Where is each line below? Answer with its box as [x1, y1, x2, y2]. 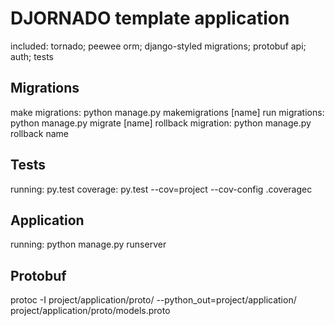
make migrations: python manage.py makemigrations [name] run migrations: [10, 106, 325, 118]
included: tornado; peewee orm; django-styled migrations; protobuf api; [10, 40, 307, 52]
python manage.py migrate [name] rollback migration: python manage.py [10, 117, 312, 129]
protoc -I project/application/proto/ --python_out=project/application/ [10, 294, 297, 306]
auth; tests [10, 50, 54, 62]
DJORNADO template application [10, 7, 290, 30]
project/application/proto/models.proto [10, 305, 171, 317]
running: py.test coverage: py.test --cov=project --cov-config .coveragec [10, 183, 313, 195]
